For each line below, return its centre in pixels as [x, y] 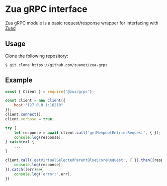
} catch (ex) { [20, 142]
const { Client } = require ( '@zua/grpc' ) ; [50, 92]
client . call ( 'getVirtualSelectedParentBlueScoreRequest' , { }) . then [78, 160]
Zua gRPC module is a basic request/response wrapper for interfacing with [82, 23]
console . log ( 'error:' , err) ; [43, 174]
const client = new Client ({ [35, 100]
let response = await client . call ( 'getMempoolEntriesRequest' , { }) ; [88, 133]
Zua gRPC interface [46, 9]
